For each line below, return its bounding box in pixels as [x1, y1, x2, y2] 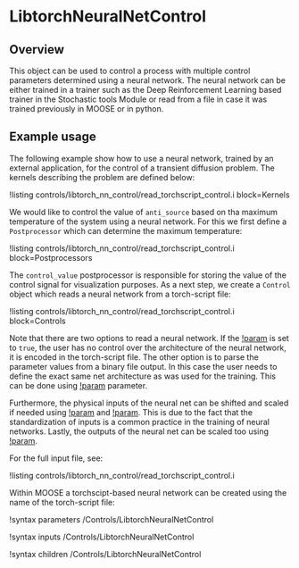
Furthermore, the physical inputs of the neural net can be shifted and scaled [9, 397, 289, 408]
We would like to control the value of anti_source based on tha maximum [9, 206, 278, 217]
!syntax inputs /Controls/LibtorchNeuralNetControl [9, 531, 195, 542]
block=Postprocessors [9, 252, 93, 263]
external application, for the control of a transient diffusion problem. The [9, 163, 275, 173]
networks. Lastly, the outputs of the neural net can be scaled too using [9, 426, 270, 437]
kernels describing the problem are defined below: [9, 171, 195, 182]
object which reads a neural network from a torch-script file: [9, 288, 232, 299]
